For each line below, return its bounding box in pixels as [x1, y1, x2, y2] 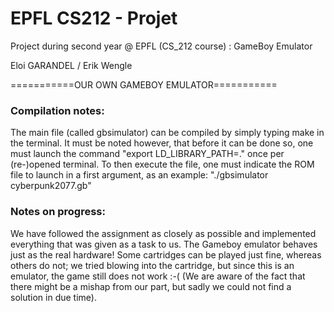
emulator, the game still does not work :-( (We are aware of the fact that [10, 270, 306, 282]
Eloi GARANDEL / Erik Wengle [10, 59, 133, 71]
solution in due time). [10, 291, 97, 303]
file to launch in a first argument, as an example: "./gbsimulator [10, 169, 269, 181]
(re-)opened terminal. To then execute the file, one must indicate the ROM [10, 158, 315, 171]
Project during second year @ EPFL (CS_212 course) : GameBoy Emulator [10, 40, 313, 52]
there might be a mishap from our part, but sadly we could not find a [10, 280, 292, 292]
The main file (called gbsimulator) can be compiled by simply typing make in [10, 127, 325, 139]
